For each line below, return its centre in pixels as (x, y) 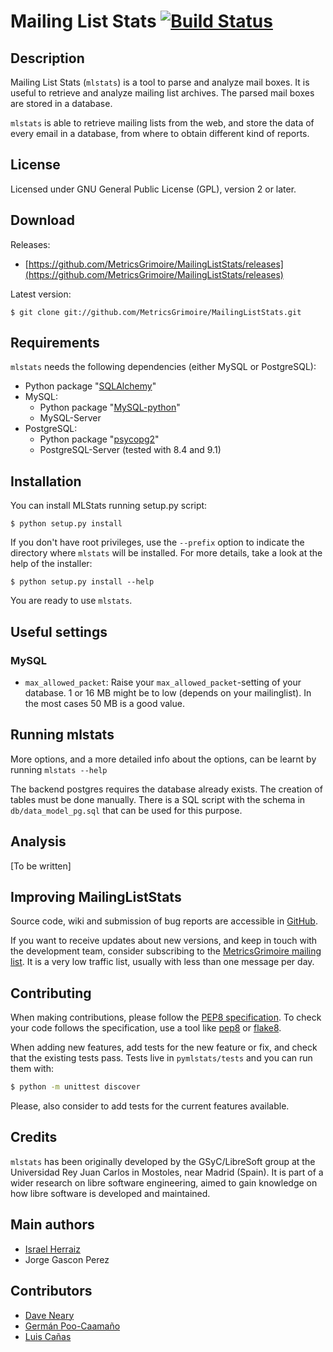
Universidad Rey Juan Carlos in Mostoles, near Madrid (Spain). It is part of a (167, 1172)
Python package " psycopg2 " (99, 439)
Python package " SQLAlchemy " (90, 386)
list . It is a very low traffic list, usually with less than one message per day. (162, 962)
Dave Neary (49, 1315)
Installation (46, 481)
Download (42, 220)
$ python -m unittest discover (75, 1087)
